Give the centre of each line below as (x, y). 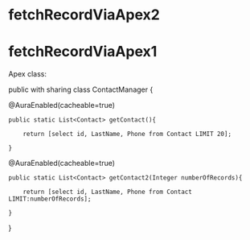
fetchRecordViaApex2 (84, 15)
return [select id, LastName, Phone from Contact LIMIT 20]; (127, 134)
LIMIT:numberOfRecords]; (50, 199)
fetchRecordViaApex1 (83, 52)
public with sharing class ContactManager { (81, 89)
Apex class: (27, 74)
